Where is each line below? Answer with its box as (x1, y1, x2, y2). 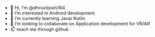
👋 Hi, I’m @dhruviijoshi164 (10, 5, 65, 10)
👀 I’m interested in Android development (10, 10, 95, 16)
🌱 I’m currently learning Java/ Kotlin (10, 15, 85, 21)
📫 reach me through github (10, 26, 69, 32)
